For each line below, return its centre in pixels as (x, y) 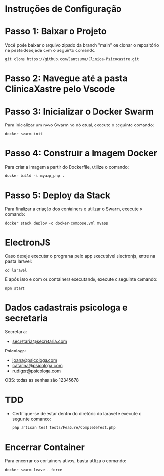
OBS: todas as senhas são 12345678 (42, 380)
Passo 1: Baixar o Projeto (56, 32)
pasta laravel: (19, 261)
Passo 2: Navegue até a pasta (67, 79)
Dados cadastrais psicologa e (67, 308)
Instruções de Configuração (63, 9)
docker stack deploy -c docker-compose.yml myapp (57, 223)
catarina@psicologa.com (37, 365)
